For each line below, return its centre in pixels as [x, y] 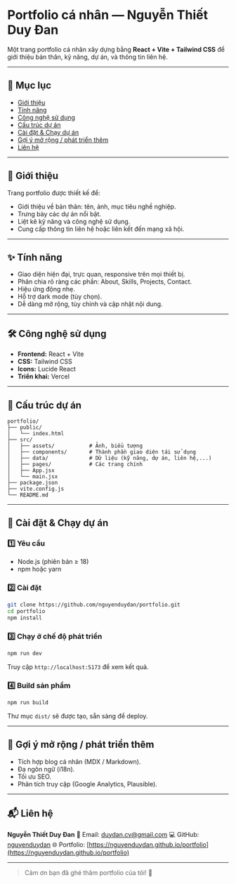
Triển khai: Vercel [44, 376]
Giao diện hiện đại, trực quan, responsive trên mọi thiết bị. [101, 275]
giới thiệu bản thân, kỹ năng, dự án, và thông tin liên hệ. [88, 57]
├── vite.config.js [36, 489]
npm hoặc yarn [39, 569]
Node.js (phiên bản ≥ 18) [53, 561]
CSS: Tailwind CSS [45, 362]
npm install [25, 618]
